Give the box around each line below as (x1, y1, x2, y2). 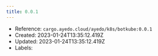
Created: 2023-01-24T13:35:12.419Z (14, 31, 104, 39)
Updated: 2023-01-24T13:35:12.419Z (14, 38, 105, 45)
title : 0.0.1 (6, 8, 39, 15)
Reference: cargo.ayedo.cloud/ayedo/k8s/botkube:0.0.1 (14, 25, 153, 32)
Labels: (14, 44, 33, 51)
